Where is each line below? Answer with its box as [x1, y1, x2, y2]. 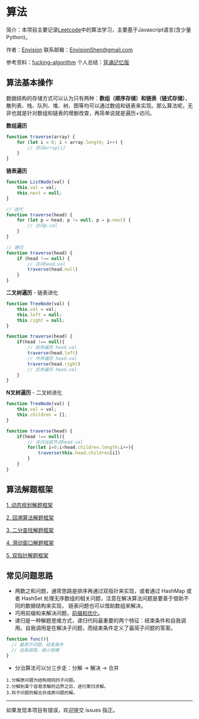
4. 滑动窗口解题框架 [6, 539, 54, 546]
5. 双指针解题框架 [6, 551, 49, 558]
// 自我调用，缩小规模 [11, 647, 59, 653]
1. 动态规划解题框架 [6, 501, 53, 508]
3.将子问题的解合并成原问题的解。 [6, 689, 78, 696]
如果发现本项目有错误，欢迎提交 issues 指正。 [6, 706, 118, 714]
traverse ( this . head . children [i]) [37, 450, 120, 456]
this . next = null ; [17, 190, 62, 196]
